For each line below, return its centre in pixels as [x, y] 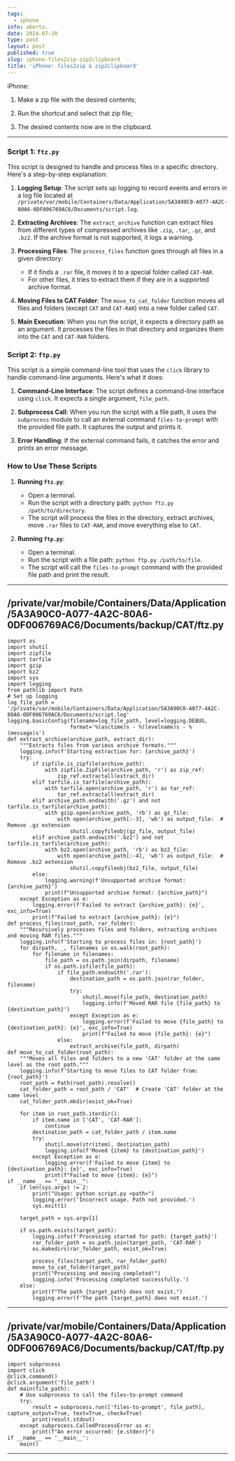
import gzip [24, 666]
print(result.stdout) [64, 1420]
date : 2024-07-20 [33, 33]
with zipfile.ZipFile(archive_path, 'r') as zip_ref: [124, 770]
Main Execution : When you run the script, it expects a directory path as [120, 321]
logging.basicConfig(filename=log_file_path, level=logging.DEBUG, [108, 721]
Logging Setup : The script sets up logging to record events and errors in [122, 187]
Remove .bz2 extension [40, 862]
